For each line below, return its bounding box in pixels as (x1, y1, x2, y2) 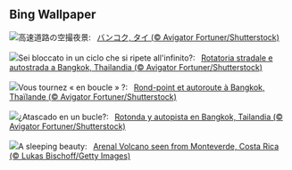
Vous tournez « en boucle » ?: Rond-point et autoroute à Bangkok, (18, 82, 265, 93)
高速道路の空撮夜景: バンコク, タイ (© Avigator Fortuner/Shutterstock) (18, 31, 279, 43)
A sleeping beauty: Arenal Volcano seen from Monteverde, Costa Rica (18, 141, 279, 151)
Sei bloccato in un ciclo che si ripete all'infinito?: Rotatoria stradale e (18, 53, 274, 63)
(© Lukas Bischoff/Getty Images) (9, 150, 131, 161)
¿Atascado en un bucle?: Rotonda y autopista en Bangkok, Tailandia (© (18, 111, 284, 122)
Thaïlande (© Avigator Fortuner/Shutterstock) (9, 91, 177, 101)
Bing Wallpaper (9, 7, 96, 22)
